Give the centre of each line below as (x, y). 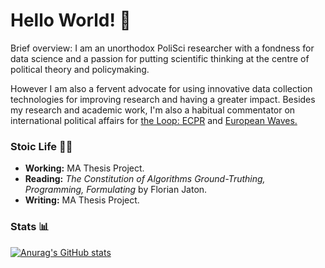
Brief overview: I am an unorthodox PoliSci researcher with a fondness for (162, 48)
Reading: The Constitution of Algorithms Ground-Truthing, (145, 179)
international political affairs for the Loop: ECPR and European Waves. (154, 120)
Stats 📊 (30, 227)
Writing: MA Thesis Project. (82, 200)
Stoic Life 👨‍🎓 (41, 146)
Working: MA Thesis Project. (84, 168)
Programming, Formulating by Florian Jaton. (116, 190)
